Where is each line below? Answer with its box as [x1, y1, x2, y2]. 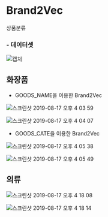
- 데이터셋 [6, 40, 34, 49]
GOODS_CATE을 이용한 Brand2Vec [14, 130, 100, 137]
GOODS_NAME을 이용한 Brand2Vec [14, 92, 103, 99]
